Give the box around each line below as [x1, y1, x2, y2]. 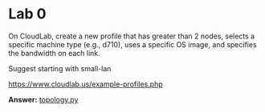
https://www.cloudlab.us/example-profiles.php [8, 79, 163, 89]
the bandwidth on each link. [8, 48, 100, 58]
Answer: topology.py [8, 94, 79, 104]
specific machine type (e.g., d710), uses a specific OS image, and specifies [8, 39, 257, 49]
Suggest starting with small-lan [8, 63, 112, 73]
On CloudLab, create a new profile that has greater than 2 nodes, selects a [8, 31, 255, 41]
